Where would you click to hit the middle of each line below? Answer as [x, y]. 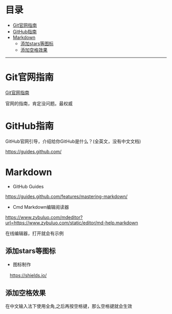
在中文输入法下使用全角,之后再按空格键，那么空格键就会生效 [69, 306]
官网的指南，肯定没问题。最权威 [39, 103]
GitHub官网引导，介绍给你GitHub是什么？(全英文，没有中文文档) [73, 141]
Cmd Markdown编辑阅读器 [41, 207]
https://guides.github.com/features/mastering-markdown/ [67, 196]
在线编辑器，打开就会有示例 [35, 233]
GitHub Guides [28, 186]
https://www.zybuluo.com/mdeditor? [44, 217]
